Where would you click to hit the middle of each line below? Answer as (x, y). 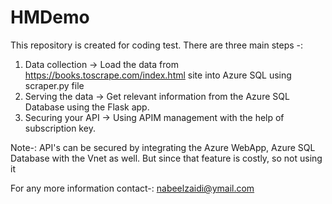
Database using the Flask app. (87, 107)
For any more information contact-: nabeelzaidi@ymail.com (132, 188)
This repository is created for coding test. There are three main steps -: (157, 45)
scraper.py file (54, 85)
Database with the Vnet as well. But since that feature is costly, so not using (166, 158)
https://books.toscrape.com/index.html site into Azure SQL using (158, 75)
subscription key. (60, 128)
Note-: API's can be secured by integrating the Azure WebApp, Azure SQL (163, 147)
